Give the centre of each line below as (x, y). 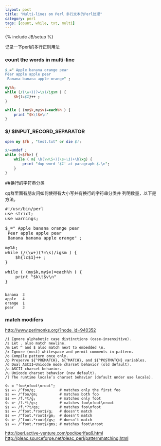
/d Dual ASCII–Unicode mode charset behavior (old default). (68, 365)
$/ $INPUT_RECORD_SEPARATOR (45, 132)
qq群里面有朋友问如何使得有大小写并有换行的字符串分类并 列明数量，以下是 (81, 193)
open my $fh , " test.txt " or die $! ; (43, 141)
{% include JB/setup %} (29, 37)
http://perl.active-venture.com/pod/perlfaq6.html (54, 433)
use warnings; (22, 218)
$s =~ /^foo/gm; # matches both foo (52, 395)
